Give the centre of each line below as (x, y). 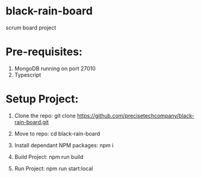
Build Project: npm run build (49, 156)
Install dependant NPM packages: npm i (64, 145)
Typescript (28, 75)
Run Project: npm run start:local (54, 168)
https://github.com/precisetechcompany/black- (136, 116)
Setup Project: (42, 99)
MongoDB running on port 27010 (55, 68)
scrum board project (31, 28)
